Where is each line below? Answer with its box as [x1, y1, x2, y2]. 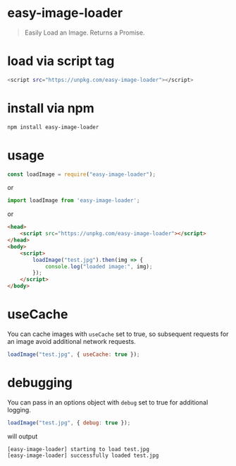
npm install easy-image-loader [7, 124, 99, 131]
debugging [7, 375, 73, 390]
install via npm [7, 100, 95, 116]
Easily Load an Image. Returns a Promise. [24, 28, 145, 37]
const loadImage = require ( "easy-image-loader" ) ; [7, 171, 156, 178]
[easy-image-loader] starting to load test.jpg [7, 446, 150, 453]
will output [7, 432, 38, 441]
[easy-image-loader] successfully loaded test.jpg [7, 452, 159, 459]
